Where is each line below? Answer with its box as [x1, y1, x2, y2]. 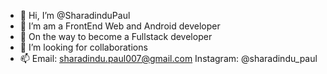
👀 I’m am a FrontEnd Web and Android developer [19, 20, 221, 32]
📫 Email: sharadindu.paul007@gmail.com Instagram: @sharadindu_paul [19, 53, 318, 64]
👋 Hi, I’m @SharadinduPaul [19, 10, 131, 21]
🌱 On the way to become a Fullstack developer [19, 31, 213, 42]
